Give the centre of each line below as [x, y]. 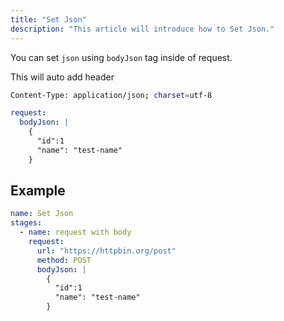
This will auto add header [62, 77]
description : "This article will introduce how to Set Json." [142, 29]
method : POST [64, 260]
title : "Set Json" [48, 19]
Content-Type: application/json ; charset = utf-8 [111, 95]
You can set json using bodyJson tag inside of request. [121, 57]
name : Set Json [42, 214]
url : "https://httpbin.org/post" [106, 251]
